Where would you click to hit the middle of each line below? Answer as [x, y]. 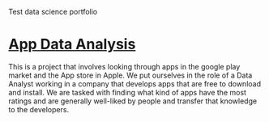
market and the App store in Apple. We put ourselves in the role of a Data [130, 75]
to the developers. [39, 109]
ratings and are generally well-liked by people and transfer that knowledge [133, 101]
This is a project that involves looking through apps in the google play [124, 66]
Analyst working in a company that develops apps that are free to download [135, 83]
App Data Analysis [72, 44]
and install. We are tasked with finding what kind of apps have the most [128, 92]
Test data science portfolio [53, 12]
